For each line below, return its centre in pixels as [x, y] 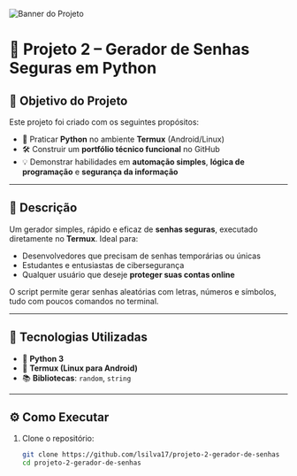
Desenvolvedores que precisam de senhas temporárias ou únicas [141, 256]
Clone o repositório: [58, 439]
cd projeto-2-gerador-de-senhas [81, 463]
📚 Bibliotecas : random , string [76, 378]
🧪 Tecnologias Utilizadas [78, 338]
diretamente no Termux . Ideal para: [74, 238]
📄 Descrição [43, 208]
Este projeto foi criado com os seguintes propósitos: [104, 122]
